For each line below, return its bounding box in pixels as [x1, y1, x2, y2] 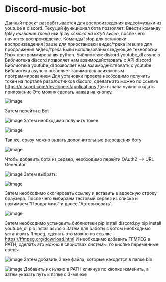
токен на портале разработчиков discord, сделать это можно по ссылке [5, 78, 159, 84]
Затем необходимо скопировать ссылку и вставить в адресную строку [5, 190, 157, 196]
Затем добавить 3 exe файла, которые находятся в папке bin [24, 256, 153, 262]
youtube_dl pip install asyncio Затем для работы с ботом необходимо [5, 225, 151, 231]
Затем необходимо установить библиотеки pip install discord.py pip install [5, 220, 161, 226]
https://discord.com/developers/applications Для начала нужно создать [5, 83, 155, 89]
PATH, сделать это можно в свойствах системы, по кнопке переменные [5, 241, 159, 247]
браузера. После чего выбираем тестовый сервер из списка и [5, 195, 138, 201]
